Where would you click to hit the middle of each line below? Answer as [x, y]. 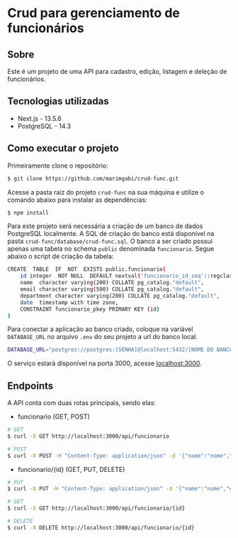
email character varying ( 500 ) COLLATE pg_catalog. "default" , [112, 289]
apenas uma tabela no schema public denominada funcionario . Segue [111, 249]
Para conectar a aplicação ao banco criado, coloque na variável [100, 329]
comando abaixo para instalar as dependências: [77, 200]
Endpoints [30, 386]
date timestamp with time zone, [69, 302]
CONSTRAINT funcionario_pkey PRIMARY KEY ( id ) [90, 309]
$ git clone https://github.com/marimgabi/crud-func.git [93, 178]
